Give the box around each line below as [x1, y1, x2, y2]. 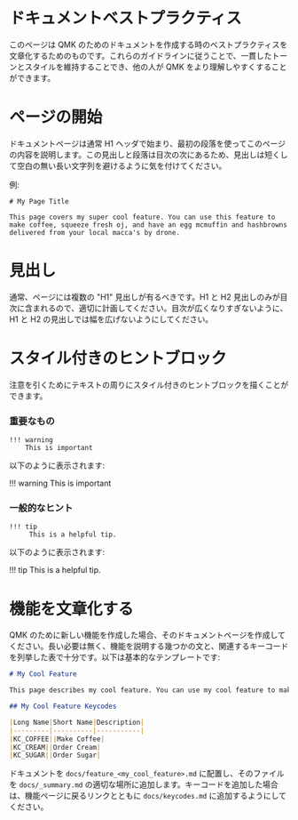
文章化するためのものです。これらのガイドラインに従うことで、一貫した [9, 50, 272, 60]
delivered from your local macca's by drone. [9, 228, 180, 237]
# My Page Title [9, 197, 69, 205]
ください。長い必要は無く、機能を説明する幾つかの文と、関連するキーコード [9, 641, 289, 652]
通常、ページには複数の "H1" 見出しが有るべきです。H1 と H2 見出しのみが [9, 291, 281, 302]
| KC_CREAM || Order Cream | [9, 743, 101, 752]
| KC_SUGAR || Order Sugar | [9, 751, 101, 760]
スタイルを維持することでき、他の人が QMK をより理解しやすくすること [24, 61, 287, 72]
